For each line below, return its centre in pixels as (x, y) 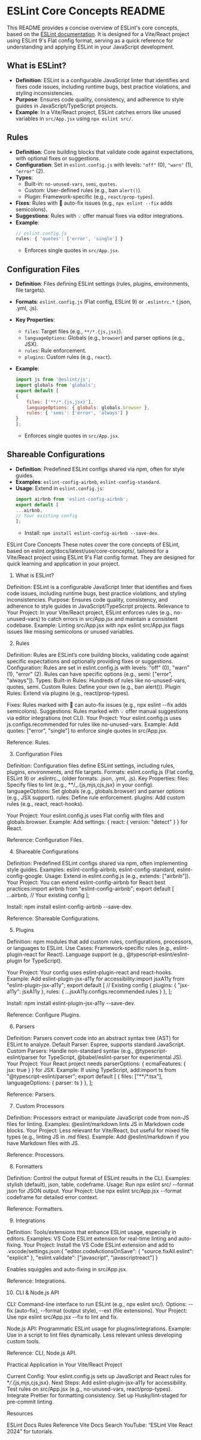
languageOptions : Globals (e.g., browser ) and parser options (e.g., (104, 338)
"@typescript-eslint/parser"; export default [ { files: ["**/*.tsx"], (85, 1077)
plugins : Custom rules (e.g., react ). (68, 357)
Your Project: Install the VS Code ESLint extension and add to (99, 1245)
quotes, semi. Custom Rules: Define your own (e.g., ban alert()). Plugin (94, 687)
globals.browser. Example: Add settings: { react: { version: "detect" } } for (97, 822)
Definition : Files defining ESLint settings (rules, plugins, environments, (102, 284)
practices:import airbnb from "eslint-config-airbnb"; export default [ (90, 889)
